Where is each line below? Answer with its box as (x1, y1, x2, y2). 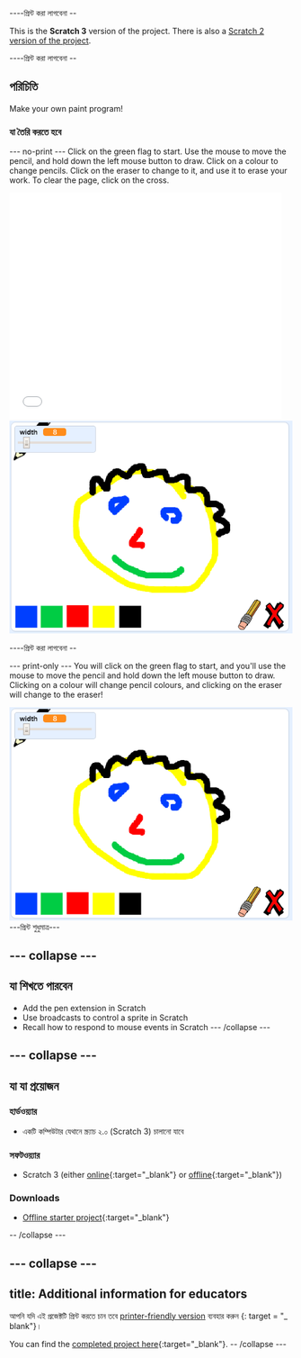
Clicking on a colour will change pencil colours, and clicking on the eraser (9, 680, 283, 691)
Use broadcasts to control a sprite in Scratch (22, 1012, 189, 1023)
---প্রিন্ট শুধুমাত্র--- (9, 921, 60, 932)
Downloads (9, 1192, 60, 1205)
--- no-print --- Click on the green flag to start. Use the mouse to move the (9, 146, 287, 157)
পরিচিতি (9, 79, 39, 95)
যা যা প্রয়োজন (9, 1078, 59, 1093)
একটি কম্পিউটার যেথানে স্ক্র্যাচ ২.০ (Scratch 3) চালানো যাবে (22, 1126, 184, 1136)
